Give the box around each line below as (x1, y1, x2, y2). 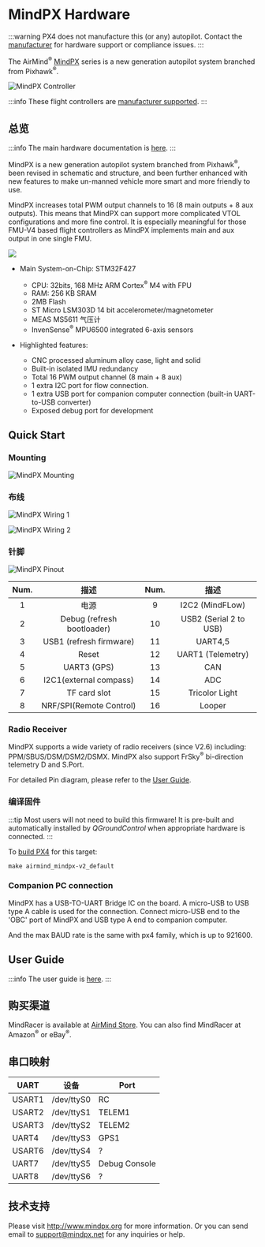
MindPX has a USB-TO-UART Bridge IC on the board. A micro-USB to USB (8, 898, 250, 908)
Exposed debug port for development (31, 406, 154, 416)
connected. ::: (8, 831, 54, 841)
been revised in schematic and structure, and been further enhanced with (8, 168, 248, 177)
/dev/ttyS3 (51, 1132, 91, 1143)
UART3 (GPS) (62, 662, 114, 673)
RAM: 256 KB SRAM (31, 289, 97, 298)
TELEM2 (98, 1119, 130, 1130)
